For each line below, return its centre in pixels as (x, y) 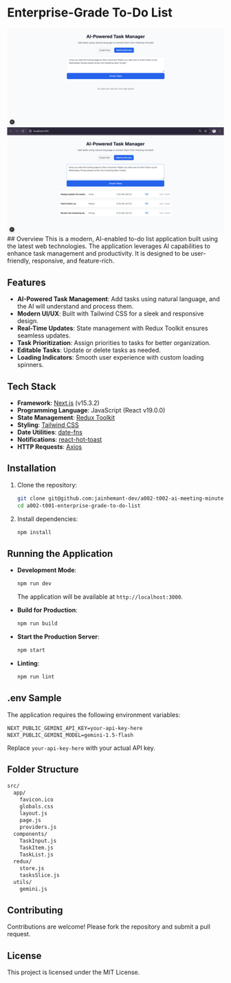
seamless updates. (44, 335)
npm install (34, 532)
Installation (32, 468)
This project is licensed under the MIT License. (74, 972)
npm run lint (36, 676)
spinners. (30, 365)
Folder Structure (43, 769)
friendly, (19, 261)
